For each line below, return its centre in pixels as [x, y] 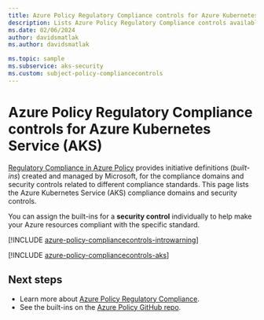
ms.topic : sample [37, 59]
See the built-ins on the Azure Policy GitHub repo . [100, 307]
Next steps [35, 280]
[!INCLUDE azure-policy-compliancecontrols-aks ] [89, 255]
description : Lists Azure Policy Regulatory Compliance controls [117, 23]
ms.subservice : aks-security [56, 66]
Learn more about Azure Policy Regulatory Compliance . [110, 299]
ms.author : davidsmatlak [49, 45]
